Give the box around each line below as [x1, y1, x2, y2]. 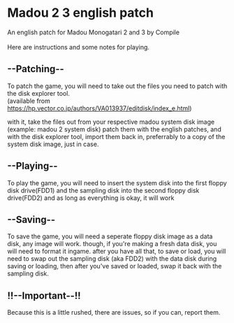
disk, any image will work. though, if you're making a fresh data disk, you [7, 240, 217, 248]
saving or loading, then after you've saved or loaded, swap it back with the [7, 262, 222, 271]
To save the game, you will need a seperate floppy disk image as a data [7, 232, 213, 241]
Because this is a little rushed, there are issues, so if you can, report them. [7, 308, 221, 317]
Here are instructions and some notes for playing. [7, 43, 150, 51]
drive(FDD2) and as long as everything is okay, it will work [7, 194, 175, 202]
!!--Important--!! [7, 289, 82, 301]
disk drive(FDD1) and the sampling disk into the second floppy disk [7, 186, 200, 194]
